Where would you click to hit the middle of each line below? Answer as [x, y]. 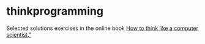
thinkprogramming [55, 11]
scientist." [19, 34]
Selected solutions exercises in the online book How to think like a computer [102, 28]
